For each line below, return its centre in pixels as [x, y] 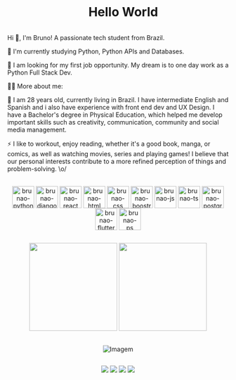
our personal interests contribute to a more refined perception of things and [117, 161]
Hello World [123, 12]
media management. [37, 129]
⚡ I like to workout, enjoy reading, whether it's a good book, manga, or [109, 144]
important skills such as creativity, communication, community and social [113, 122]
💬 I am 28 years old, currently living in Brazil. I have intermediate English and [118, 99]
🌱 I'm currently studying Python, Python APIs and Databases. [96, 51]
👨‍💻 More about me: [35, 86]
